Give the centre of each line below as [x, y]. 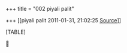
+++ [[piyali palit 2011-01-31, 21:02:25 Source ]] [63, 20]
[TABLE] [16, 32]
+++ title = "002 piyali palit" [40, 9]
